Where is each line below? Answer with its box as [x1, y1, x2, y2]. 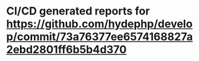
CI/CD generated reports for [6, 4, 150, 18]
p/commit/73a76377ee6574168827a [6, 30, 194, 43]
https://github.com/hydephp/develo [6, 17, 193, 31]
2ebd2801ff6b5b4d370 [6, 43, 127, 57]
